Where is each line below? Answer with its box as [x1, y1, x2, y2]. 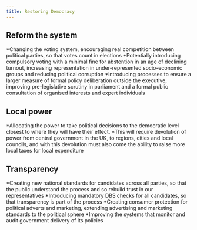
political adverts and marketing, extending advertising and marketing [6, 205, 173, 212]
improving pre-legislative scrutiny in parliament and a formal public [6, 83, 169, 90]
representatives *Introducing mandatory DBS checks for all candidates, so [6, 192, 187, 199]
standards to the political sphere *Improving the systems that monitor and [6, 211, 185, 218]
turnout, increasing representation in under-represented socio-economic [6, 65, 182, 72]
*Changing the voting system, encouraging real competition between [6, 46, 175, 53]
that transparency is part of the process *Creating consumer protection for [6, 198, 188, 205]
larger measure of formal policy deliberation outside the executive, [6, 77, 168, 84]
